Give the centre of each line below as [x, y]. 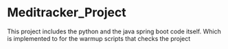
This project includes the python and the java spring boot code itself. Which [114, 31]
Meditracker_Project [67, 13]
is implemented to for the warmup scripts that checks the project [99, 38]
